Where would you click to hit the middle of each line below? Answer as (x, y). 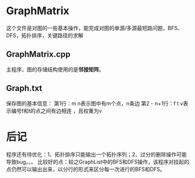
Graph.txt (24, 88)
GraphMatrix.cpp (38, 54)
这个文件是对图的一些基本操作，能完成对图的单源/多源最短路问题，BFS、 (95, 28)
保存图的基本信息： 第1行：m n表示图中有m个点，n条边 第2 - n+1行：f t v (95, 103)
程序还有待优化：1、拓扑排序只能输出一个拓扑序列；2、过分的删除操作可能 (97, 154)
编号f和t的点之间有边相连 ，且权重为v (56, 111)
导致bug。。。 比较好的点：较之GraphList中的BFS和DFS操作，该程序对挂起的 (98, 161)
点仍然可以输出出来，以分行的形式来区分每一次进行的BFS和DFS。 (86, 169)
